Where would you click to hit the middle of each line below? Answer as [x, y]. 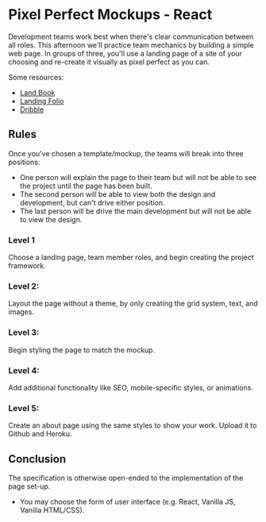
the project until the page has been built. [86, 186]
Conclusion [37, 459]
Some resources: [36, 77]
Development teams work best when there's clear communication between [131, 36]
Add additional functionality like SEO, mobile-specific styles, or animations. [131, 387]
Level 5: [24, 408]
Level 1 [22, 240]
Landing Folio [42, 101]
